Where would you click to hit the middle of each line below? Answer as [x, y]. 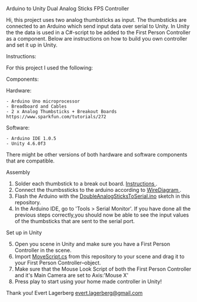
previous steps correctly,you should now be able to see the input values [102, 215]
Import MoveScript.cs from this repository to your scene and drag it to [99, 256]
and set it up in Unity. [32, 45]
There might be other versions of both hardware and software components [97, 155]
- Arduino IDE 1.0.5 [31, 138]
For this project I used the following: [49, 68]
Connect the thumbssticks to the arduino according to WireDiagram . [98, 190]
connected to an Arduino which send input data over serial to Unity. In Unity [98, 26]
